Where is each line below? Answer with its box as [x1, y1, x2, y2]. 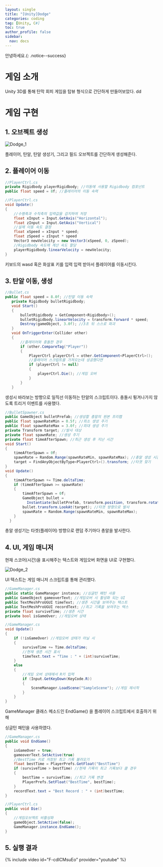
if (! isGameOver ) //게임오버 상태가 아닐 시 [14, 636, 95, 641]
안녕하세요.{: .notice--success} [5, 52, 66, 58]
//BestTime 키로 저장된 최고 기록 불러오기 [14, 757, 90, 762]
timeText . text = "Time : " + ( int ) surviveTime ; [22, 654, 120, 659]
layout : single [5, 7, 36, 12]
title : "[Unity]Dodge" [5, 12, 51, 17]
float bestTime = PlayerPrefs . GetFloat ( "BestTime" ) [14, 762, 120, 767]
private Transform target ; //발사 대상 [5, 428, 81, 433]
